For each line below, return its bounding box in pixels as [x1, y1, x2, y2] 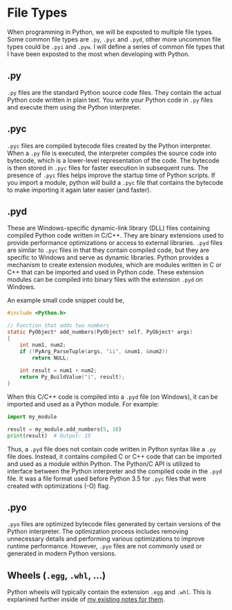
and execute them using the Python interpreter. [7, 102, 142, 111]
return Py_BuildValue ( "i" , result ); [19, 374, 126, 381]
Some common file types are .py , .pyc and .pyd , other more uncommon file [7, 35, 222, 43]
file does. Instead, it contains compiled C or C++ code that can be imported [7, 452, 222, 460]
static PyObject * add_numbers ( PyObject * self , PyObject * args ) [7, 329, 193, 336]
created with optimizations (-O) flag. [7, 481, 110, 490]
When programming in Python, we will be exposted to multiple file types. [7, 28, 214, 36]
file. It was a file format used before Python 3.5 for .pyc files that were [7, 474, 206, 483]
